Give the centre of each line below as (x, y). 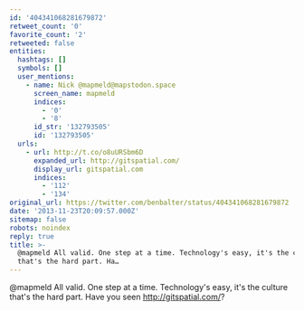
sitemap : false (38, 219)
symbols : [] (40, 69)
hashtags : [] (42, 60)
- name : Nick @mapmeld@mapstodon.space (101, 85)
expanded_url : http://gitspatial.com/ (106, 160)
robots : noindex (40, 228)
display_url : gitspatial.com (88, 169)
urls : (28, 144)
